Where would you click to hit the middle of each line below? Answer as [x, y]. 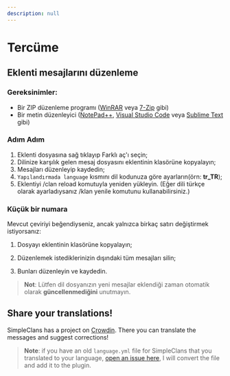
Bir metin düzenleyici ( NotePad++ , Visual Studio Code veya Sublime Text [120, 115]
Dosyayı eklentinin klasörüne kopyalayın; [74, 245]
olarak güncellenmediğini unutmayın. [77, 292]
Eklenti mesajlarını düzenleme [73, 73]
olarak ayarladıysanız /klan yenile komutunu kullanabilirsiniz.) [103, 191]
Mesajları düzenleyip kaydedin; [61, 169]
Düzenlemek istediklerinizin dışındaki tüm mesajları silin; [96, 258]
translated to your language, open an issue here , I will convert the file [122, 357]
